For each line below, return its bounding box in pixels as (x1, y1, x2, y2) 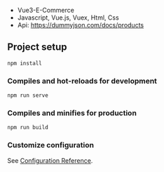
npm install (7, 60, 42, 67)
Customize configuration (7, 140, 95, 150)
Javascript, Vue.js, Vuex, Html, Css (17, 13, 119, 22)
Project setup (7, 41, 68, 53)
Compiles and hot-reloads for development (7, 76, 158, 86)
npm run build (7, 124, 49, 131)
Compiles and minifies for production (7, 108, 137, 118)
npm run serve (7, 92, 49, 99)
